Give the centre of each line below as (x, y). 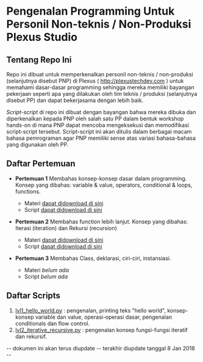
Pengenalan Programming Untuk (91, 11)
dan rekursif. (31, 336)
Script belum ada (46, 277)
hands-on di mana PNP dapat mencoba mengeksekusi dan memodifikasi (98, 125)
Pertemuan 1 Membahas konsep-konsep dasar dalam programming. (101, 178)
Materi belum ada (46, 270)
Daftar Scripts (34, 296)
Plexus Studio (42, 37)
